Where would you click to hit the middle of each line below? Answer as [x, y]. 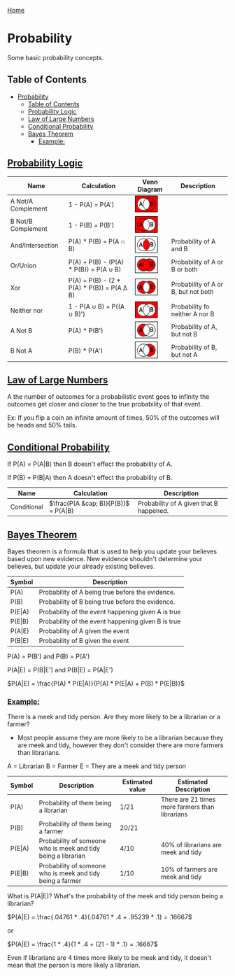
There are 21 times [188, 799]
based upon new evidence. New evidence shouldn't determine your [105, 559]
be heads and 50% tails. [42, 425]
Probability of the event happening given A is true [110, 611]
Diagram [150, 190]
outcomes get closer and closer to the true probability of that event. [105, 404]
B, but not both [192, 291]
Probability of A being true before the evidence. [107, 592]
